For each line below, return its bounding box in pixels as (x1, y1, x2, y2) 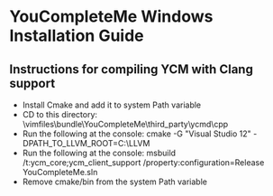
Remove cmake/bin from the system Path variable (22, 176, 207, 187)
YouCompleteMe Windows (9, 6, 214, 27)
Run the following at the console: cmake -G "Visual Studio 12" (22, 128, 252, 139)
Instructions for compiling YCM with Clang (9, 61, 254, 77)
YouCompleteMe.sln (22, 167, 98, 177)
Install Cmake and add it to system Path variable (22, 99, 202, 110)
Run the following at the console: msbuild (22, 147, 177, 158)
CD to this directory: (22, 109, 97, 119)
